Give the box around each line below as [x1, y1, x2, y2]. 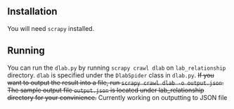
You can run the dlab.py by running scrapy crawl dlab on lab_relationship [7, 63, 226, 72]
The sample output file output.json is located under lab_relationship [7, 86, 204, 94]
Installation [7, 6, 58, 18]
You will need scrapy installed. [7, 24, 95, 32]
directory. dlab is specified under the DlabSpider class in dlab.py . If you [7, 70, 214, 79]
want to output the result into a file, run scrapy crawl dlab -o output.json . [7, 78, 224, 86]
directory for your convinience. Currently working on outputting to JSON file [7, 93, 228, 101]
